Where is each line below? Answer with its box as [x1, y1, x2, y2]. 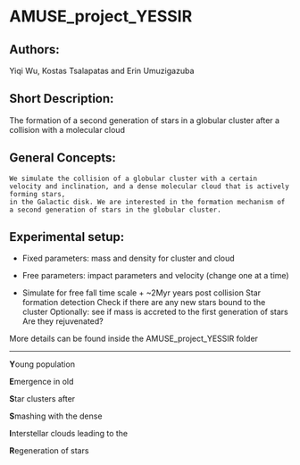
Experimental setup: [9, 229, 125, 245]
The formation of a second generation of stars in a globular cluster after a [9, 114, 279, 126]
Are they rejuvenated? [21, 316, 104, 327]
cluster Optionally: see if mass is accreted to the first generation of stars [21, 306, 288, 318]
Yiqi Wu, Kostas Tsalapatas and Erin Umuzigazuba [9, 65, 195, 76]
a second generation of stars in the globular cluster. [9, 205, 221, 214]
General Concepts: [9, 150, 116, 166]
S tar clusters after [9, 394, 76, 404]
